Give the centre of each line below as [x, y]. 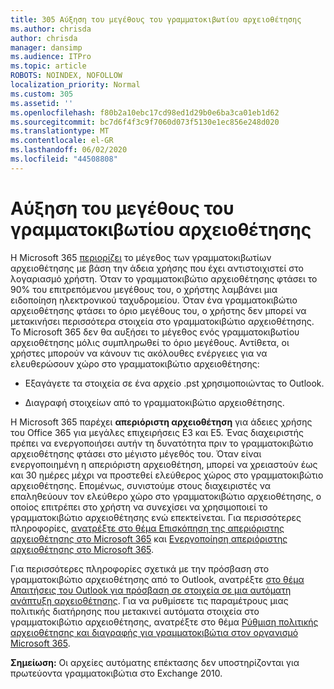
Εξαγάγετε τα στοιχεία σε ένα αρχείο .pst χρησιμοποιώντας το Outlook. [174, 383]
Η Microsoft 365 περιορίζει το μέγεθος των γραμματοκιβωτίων [141, 257]
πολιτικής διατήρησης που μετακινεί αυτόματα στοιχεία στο [135, 611]
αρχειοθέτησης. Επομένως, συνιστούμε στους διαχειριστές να [140, 485]
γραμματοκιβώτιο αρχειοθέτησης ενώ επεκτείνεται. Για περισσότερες [156, 517]
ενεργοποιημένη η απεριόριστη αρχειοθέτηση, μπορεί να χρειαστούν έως [164, 464]
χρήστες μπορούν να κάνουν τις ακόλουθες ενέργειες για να [139, 353]
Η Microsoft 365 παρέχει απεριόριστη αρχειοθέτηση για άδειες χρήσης [161, 422]
